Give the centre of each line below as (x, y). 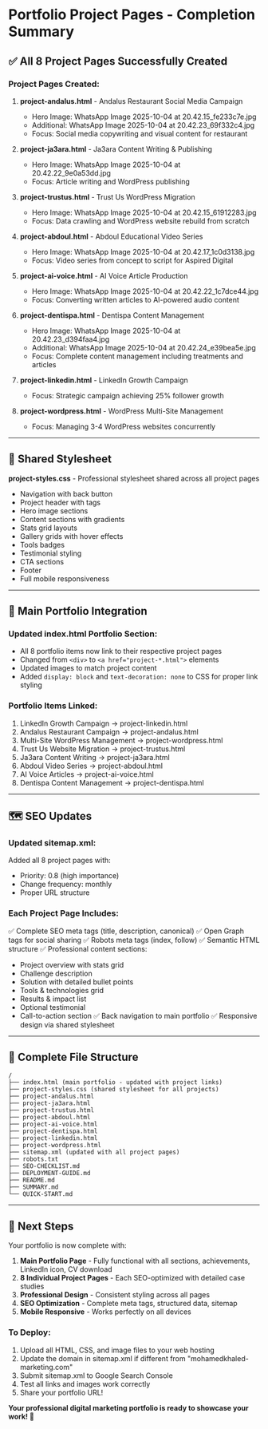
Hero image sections (54, 511)
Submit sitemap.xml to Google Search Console (96, 1376)
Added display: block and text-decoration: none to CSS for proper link (139, 677)
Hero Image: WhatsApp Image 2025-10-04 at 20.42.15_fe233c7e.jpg (144, 117)
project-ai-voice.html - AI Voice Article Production (104, 275)
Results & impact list (53, 999)
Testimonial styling (51, 553)
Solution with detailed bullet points (77, 982)
